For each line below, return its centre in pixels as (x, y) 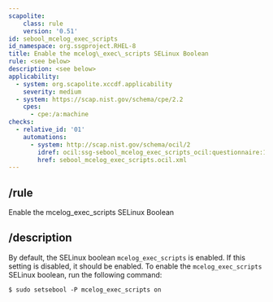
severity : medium (52, 92)
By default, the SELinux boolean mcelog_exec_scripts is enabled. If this (127, 257)
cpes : (32, 107)
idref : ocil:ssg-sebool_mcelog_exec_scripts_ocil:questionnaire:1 (152, 152)
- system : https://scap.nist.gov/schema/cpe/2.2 (100, 99)
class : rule (43, 24)
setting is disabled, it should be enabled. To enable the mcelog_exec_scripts (135, 266)
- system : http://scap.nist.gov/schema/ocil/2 (110, 144)
